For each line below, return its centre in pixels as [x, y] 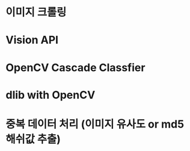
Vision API [32, 40]
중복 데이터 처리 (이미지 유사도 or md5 [95, 124]
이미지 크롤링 [36, 12]
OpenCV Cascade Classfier [75, 67]
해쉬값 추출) [33, 139]
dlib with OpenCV [51, 95]
